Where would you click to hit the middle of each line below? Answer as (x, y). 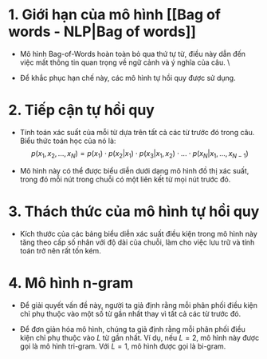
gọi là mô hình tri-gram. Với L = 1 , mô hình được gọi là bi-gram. (123, 346)
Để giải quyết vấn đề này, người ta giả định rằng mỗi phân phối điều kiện (138, 305)
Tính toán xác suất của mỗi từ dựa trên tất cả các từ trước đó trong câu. (137, 132)
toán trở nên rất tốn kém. (60, 250)
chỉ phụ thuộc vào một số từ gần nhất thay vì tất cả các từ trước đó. (130, 313)
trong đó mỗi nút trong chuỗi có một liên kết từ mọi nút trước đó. (125, 179)
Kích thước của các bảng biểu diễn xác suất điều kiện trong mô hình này (138, 233)
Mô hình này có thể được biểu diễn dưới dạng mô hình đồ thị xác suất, (134, 170)
